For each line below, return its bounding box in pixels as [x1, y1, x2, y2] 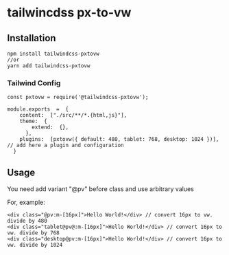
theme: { [19, 118, 48, 125]
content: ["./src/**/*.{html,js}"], [19, 112, 128, 119]
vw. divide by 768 [7, 230, 60, 236]
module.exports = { [7, 106, 69, 113]
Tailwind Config [7, 78, 61, 87]
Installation [7, 32, 56, 44]
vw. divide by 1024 [7, 242, 63, 249]
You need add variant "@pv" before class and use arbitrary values [7, 185, 194, 193]
